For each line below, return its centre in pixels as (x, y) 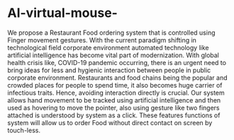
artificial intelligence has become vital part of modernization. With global (113, 55)
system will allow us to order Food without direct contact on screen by (110, 122)
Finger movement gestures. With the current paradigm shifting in (102, 40)
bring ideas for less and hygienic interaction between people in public (109, 70)
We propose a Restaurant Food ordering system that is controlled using (111, 33)
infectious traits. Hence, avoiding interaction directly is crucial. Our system (116, 93)
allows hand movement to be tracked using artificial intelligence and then (114, 100)
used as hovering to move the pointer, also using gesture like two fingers (113, 107)
